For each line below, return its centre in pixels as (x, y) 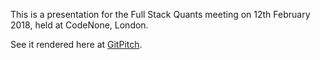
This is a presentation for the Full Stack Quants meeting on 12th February (160, 14)
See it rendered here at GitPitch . (76, 44)
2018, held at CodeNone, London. (79, 25)
